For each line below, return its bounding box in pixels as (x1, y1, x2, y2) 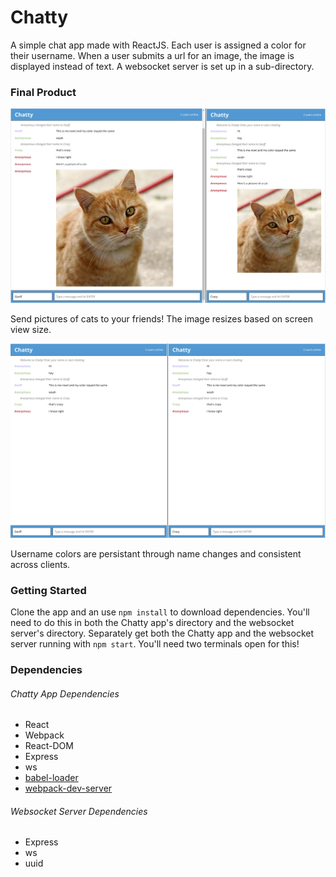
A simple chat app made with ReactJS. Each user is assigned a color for (10, 39, 307, 51)
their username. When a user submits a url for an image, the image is (10, 49, 295, 61)
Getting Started (10, 583, 87, 597)
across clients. (10, 558, 71, 570)
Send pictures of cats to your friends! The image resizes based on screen (10, 312, 314, 325)
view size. (10, 323, 52, 335)
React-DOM (24, 740, 74, 752)
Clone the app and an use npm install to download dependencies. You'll (10, 606, 310, 618)
